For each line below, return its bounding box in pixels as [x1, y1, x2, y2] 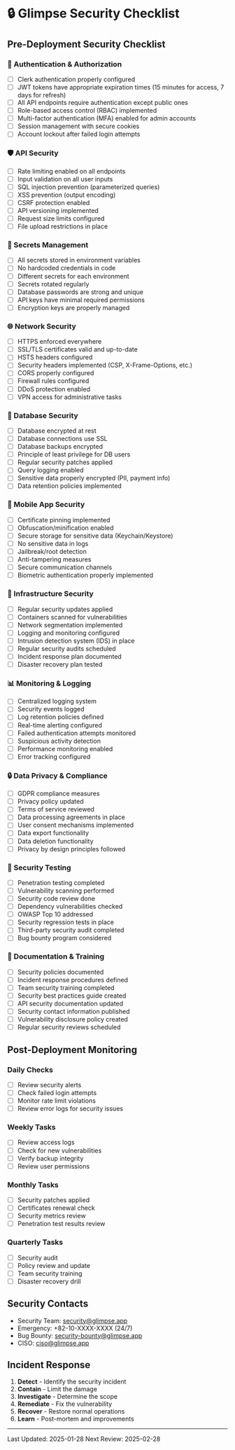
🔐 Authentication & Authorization [7, 59, 122, 69]
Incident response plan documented [17, 652, 122, 660]
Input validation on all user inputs [17, 174, 113, 183]
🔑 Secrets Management [7, 240, 89, 250]
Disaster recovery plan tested [17, 660, 103, 669]
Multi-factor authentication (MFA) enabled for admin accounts [17, 114, 197, 123]
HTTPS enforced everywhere [17, 337, 102, 346]
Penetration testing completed [17, 878, 105, 886]
